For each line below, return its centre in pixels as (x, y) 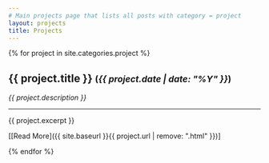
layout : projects (37, 23)
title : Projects (35, 30)
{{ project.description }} (47, 97)
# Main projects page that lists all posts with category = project (125, 16)
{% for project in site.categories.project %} (79, 54)
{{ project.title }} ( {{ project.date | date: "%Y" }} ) (120, 78)
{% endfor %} (31, 152)
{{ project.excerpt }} (41, 121)
